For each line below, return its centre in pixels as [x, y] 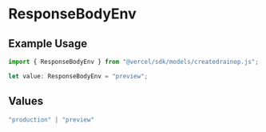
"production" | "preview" [51, 120]
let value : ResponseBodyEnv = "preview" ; [78, 76]
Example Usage [48, 44]
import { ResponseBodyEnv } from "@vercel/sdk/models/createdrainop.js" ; [134, 62]
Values [26, 101]
